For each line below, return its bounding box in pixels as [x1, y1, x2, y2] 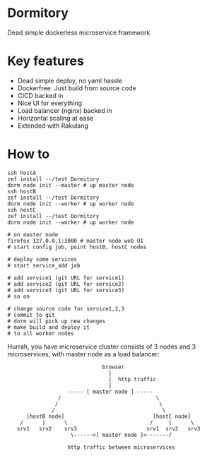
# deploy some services [7, 255, 78, 263]
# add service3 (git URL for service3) [7, 287, 125, 294]
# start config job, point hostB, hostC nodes [7, 243, 147, 251]
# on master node [7, 231, 59, 238]
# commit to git [7, 311, 55, 318]
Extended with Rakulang [17, 121, 88, 130]
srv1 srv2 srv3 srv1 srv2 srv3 [16, 425, 201, 432]
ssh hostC [7, 206, 37, 213]
